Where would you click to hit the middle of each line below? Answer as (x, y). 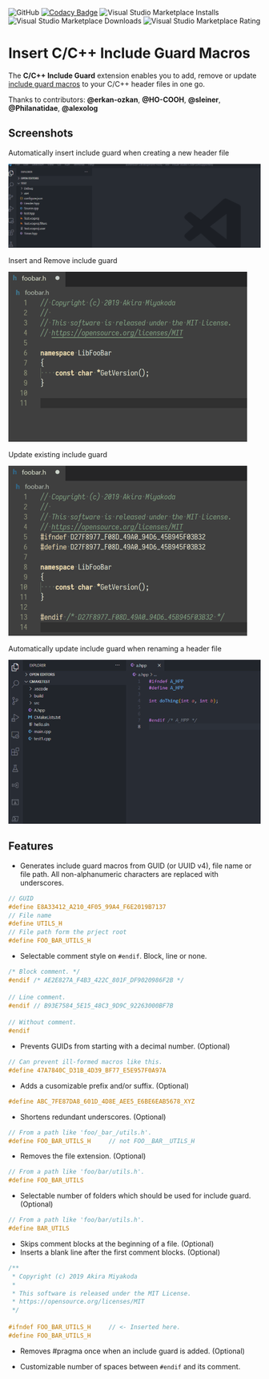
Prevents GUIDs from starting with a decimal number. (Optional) (125, 1046)
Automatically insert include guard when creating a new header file (119, 152)
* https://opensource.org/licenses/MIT (78, 1302)
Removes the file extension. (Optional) (83, 1156)
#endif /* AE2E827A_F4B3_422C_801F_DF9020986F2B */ (96, 980)
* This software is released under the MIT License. (102, 1293)
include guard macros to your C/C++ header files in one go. (107, 83)
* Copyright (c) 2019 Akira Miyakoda (74, 1276)
